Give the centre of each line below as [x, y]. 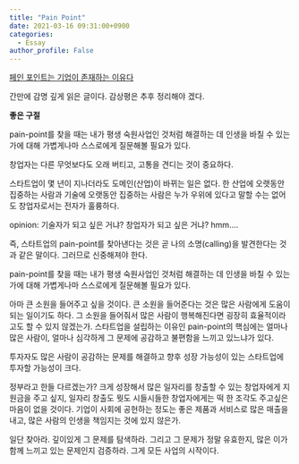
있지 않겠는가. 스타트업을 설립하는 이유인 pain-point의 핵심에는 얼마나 [166, 326]
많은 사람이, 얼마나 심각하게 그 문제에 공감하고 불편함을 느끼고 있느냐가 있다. [142, 338]
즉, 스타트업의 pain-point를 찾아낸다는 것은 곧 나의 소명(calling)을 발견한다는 [143, 244]
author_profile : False [51, 51]
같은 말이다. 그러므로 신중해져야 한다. [83, 255]
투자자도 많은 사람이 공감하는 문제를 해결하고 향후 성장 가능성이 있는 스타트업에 [147, 357]
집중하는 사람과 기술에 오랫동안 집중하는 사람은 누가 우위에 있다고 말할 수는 [140, 195]
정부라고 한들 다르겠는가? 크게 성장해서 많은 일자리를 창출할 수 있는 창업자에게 [145, 387]
